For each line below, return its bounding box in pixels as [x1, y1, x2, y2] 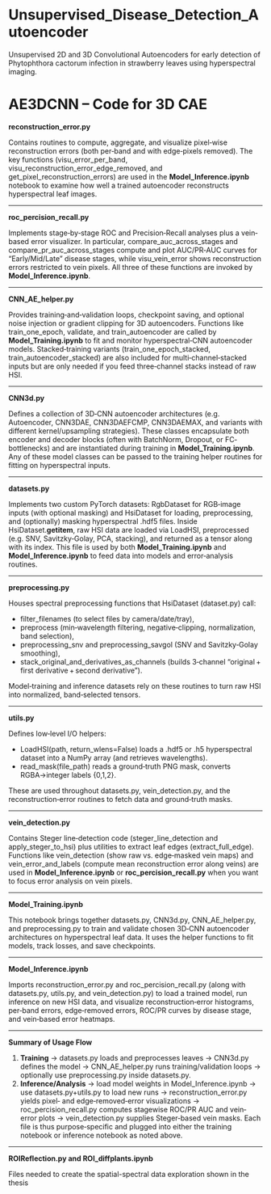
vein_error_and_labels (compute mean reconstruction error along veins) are [8, 859, 260, 868]
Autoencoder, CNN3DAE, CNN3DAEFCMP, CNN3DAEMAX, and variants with [8, 417, 263, 427]
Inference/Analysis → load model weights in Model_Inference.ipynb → [19, 1078, 256, 1088]
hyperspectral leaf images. [8, 188, 98, 199]
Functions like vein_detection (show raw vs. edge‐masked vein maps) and [8, 850, 254, 860]
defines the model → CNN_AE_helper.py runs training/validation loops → [19, 1061, 261, 1071]
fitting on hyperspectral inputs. [8, 460, 111, 470]
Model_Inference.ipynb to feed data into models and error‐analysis [8, 551, 234, 560]
